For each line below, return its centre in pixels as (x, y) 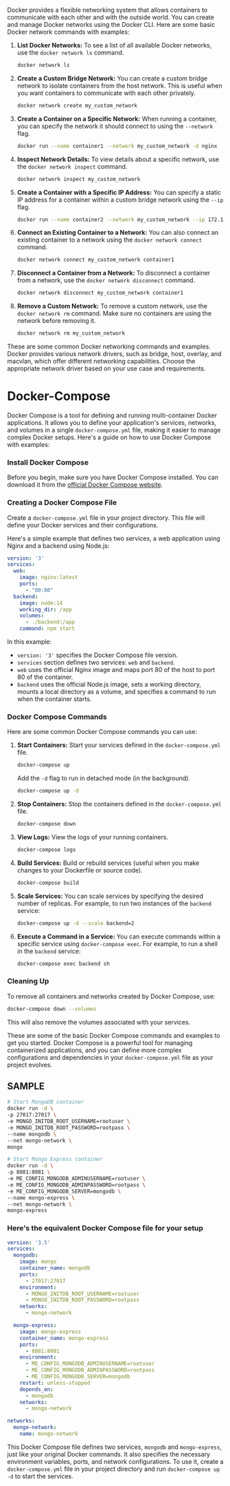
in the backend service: (49, 951)
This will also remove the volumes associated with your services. (99, 1022)
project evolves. (30, 1065)
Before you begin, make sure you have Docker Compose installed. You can (113, 477)
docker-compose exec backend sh (63, 963)
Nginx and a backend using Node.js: (58, 545)
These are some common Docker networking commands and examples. (109, 346)
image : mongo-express (50, 1332)
